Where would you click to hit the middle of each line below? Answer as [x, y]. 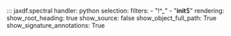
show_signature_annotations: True [56, 25]
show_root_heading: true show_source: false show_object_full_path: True [112, 18]
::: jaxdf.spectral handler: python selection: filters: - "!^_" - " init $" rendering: [115, 11]
